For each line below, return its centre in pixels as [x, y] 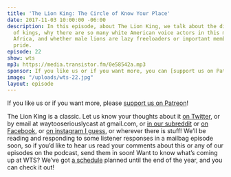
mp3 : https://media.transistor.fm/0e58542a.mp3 [77, 64]
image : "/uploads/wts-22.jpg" [51, 77]
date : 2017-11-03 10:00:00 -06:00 [57, 20]
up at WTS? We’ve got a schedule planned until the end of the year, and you [115, 160]
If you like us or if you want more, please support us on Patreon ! [98, 103]
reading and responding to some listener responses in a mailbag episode [110, 139]
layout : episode [30, 84]
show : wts [21, 58]
